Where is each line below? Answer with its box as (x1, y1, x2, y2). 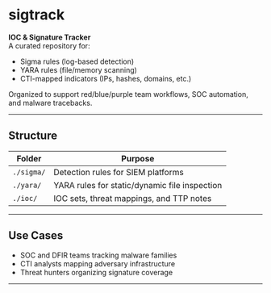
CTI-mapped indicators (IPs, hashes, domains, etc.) (19, 73, 192, 83)
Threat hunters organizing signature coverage (19, 267, 173, 277)
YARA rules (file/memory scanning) (19, 65, 137, 74)
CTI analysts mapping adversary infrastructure (19, 258, 176, 268)
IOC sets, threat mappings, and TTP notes (53, 192, 212, 203)
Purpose (120, 153, 155, 164)
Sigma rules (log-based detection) (19, 57, 135, 66)
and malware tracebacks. (8, 98, 93, 107)
